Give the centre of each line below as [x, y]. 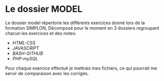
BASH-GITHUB [28, 53]
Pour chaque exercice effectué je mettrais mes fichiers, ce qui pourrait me [81, 68]
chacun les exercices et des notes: [41, 33]
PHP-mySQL [25, 58]
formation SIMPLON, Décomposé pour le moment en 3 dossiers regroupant [82, 28]
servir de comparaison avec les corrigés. [47, 73]
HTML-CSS [24, 42]
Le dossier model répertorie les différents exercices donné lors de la [75, 23]
